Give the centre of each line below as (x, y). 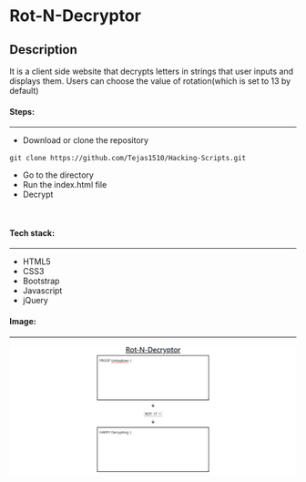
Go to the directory (58, 175)
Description (43, 50)
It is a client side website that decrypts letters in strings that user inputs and (152, 71)
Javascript (42, 291)
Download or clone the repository (85, 140)
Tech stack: (32, 232)
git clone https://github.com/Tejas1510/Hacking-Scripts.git (128, 159)
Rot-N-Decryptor (75, 16)
